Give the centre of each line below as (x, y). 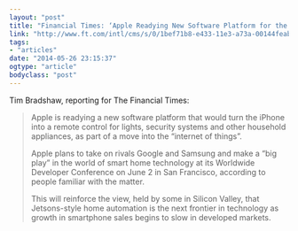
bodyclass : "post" (43, 75)
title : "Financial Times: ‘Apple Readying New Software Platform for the (149, 26)
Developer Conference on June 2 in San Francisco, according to (148, 172)
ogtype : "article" (43, 67)
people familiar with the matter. (87, 181)
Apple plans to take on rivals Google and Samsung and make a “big (154, 153)
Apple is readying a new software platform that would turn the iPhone (158, 117)
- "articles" (33, 50)
